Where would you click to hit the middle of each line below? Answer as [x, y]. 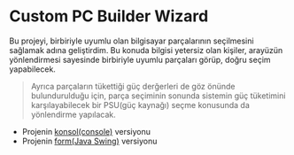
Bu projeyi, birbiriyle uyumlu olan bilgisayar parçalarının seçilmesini [132, 41]
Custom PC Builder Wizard [109, 16]
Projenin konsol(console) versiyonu [86, 131]
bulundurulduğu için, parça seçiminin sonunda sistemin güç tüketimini [158, 96]
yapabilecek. [32, 69]
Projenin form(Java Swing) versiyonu [89, 141]
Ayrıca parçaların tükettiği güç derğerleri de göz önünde [133, 86]
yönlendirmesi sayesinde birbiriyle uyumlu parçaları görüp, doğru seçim [140, 59]
